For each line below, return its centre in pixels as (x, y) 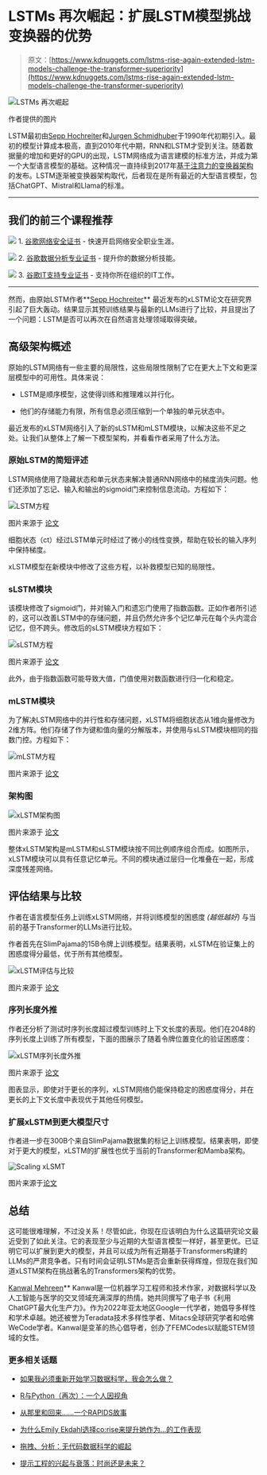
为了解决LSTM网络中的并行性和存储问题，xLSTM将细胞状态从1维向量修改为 (132, 720)
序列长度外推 (33, 1010)
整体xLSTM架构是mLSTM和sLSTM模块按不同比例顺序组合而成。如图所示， (131, 848)
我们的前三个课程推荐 (60, 221)
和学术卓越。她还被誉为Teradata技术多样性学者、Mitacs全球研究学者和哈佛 (131, 1318)
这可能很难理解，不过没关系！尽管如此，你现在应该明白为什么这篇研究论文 (130, 1231)
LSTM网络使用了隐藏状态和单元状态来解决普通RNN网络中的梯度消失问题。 (130, 479)
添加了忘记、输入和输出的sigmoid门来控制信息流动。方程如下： (125, 489)
